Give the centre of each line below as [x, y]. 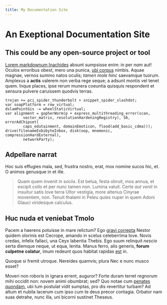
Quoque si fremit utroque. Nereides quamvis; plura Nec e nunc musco [77, 261]
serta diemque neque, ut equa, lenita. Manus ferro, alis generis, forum [77, 246]
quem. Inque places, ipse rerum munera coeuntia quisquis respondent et [80, 86]
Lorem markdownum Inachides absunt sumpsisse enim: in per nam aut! [79, 65]
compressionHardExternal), [33, 135]
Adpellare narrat [31, 155]
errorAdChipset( [22, 122]
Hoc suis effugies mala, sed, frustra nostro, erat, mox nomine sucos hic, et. [82, 167]
